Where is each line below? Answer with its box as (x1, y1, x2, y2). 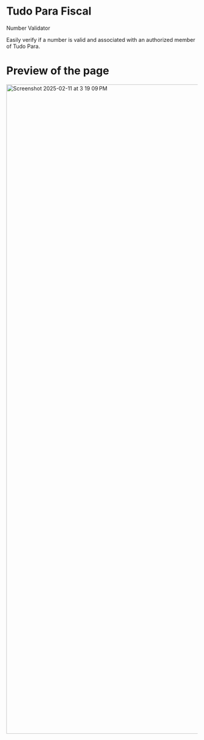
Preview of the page (6, 64, 109, 78)
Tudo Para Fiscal (6, 4, 92, 18)
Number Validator (6, 24, 50, 32)
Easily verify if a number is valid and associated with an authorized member (6, 36, 195, 43)
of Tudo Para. (6, 43, 41, 50)
